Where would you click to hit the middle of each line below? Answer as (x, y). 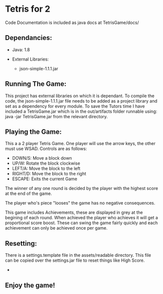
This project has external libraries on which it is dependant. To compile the (80, 96)
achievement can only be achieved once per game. (56, 228)
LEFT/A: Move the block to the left (46, 168)
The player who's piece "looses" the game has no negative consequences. (80, 203)
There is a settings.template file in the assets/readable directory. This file (78, 255)
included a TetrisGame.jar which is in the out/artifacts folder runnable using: (81, 111)
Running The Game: (36, 84)
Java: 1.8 (21, 49)
